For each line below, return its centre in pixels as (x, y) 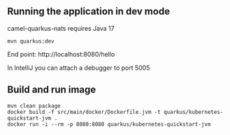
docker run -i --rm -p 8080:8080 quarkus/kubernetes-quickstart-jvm (109, 124)
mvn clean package (34, 106)
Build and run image (52, 90)
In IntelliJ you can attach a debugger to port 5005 (79, 67)
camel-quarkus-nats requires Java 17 (61, 28)
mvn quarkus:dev (31, 41)
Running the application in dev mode (88, 12)
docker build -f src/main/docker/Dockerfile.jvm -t (84, 112)
